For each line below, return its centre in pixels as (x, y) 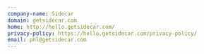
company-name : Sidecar (41, 14)
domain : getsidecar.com (42, 20)
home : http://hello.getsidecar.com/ (61, 27)
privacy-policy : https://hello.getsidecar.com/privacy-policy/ (102, 33)
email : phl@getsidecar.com (47, 40)
